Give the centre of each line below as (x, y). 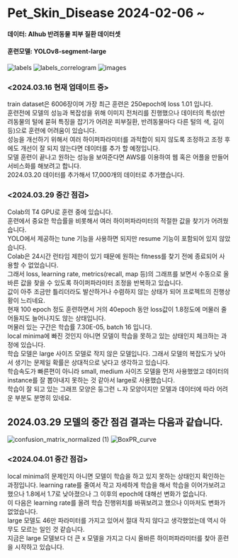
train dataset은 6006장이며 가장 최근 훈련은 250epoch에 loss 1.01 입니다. (110, 104)
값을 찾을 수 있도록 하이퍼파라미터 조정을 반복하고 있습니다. (102, 283)
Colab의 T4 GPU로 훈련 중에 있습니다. (60, 212)
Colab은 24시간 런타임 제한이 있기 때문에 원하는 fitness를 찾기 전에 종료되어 (113, 256)
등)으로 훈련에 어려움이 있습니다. (52, 131)
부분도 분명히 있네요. (43, 397)
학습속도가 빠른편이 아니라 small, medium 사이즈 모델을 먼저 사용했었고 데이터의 (118, 371)
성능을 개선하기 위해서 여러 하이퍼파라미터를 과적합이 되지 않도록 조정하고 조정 (115, 139)
